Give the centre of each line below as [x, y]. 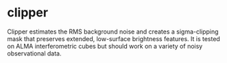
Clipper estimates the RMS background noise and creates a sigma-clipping [113, 32]
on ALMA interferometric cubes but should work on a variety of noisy [105, 46]
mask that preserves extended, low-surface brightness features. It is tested [114, 38]
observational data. [34, 53]
